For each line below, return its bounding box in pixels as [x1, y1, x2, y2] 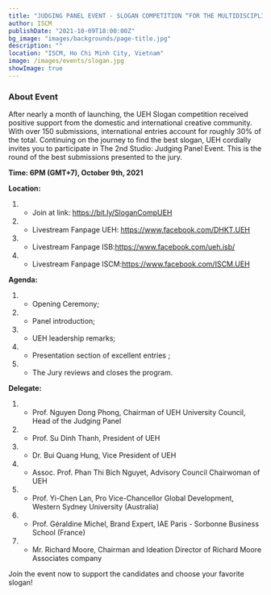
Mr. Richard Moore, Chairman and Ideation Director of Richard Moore [31, 545, 262, 555]
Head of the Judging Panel [31, 417, 122, 426]
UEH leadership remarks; [31, 333, 116, 343]
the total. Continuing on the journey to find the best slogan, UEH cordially [8, 135, 252, 145]
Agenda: [8, 275, 38, 285]
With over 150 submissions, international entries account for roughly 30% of [8, 127, 262, 136]
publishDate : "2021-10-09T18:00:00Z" [8, 27, 135, 35]
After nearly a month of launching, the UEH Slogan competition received [8, 110, 248, 119]
